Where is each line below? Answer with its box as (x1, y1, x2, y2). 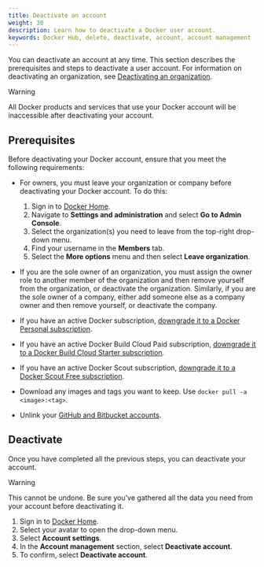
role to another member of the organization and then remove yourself (19, 276, 244, 285)
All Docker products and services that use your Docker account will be (8, 102, 237, 112)
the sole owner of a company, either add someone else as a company (19, 292, 245, 302)
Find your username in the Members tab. (31, 243, 165, 253)
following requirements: (8, 163, 85, 172)
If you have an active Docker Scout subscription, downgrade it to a (19, 363, 236, 372)
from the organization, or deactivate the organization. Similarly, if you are (19, 284, 256, 294)
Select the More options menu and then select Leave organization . (31, 252, 251, 261)
